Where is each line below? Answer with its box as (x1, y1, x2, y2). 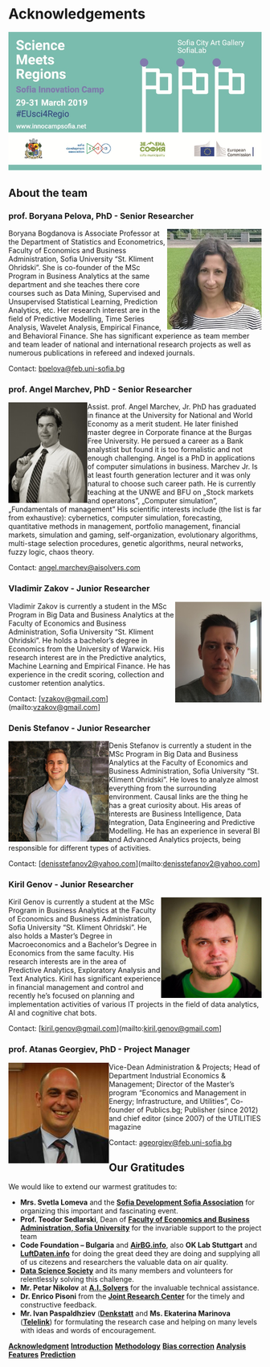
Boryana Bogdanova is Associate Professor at (8, 228, 160, 238)
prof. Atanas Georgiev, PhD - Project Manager (8, 1044, 190, 1055)
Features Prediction (8, 1350, 76, 1360)
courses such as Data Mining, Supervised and (8, 289, 161, 298)
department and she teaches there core (8, 280, 141, 289)
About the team (8, 186, 88, 199)
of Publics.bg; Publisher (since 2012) (136, 1105, 259, 1115)
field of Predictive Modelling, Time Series (8, 314, 145, 324)
